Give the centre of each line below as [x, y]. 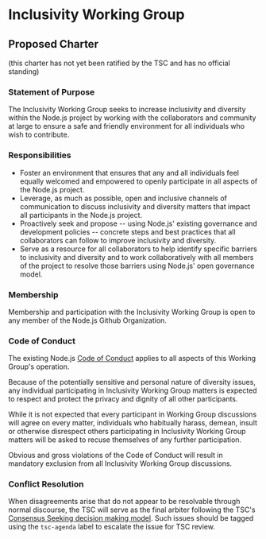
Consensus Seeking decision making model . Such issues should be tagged [131, 518]
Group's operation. [39, 366]
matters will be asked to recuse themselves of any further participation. [125, 440]
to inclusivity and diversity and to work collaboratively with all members [137, 257]
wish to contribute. [39, 135]
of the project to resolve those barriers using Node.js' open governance [137, 266]
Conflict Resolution [46, 484]
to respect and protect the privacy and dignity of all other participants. [123, 399]
